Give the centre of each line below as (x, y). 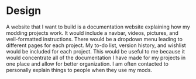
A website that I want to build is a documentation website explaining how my (98, 27)
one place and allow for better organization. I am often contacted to (87, 64)
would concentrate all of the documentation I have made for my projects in (96, 58)
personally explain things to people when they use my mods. (79, 70)
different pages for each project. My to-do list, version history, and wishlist (96, 45)
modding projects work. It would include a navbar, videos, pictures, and (92, 33)
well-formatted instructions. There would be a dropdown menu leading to (94, 39)
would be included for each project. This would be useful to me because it (96, 51)
